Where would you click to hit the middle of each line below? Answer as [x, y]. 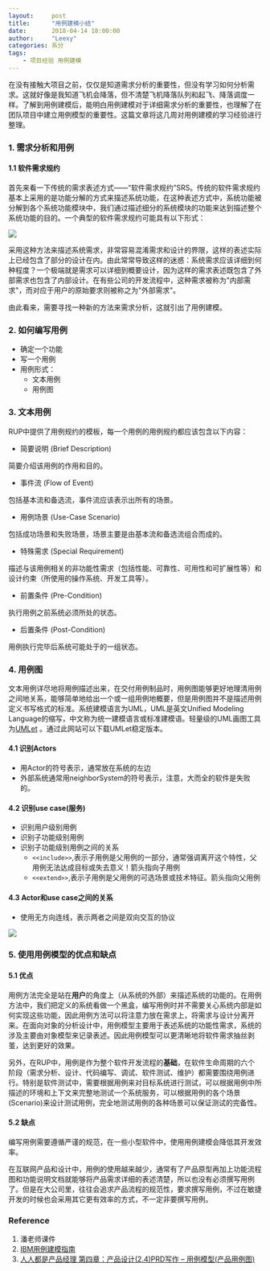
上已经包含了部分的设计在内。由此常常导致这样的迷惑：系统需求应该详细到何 [135, 260]
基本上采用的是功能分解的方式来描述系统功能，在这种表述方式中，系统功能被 [135, 197]
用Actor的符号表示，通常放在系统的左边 [85, 768]
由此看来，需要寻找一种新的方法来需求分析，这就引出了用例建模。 [117, 307]
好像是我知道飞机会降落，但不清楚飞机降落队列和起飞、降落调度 [141, 94]
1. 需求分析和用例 [41, 147]
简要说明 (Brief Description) [65, 448]
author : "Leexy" [43, 38]
